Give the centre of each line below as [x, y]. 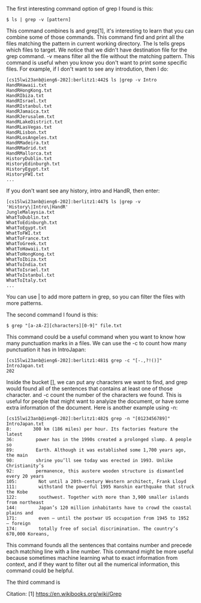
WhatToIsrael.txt [28, 270]
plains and [20, 513]
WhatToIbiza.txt [26, 260]
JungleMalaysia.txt [31, 212]
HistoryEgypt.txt [28, 169]
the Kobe [17, 492]
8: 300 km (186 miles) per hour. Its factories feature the [92, 429]
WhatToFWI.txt [24, 233]
